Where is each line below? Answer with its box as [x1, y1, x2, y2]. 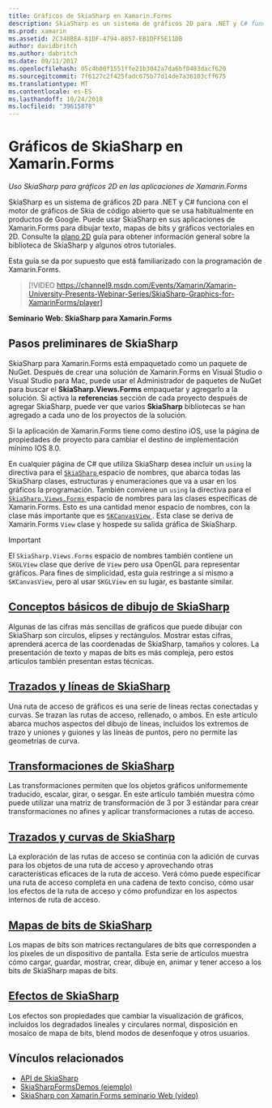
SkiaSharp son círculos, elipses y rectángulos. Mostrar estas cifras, [8, 630, 233, 640]
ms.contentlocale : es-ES [8, 87, 92, 96]
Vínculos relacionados [8, 1052, 124, 1066]
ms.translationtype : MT [8, 80, 89, 88]
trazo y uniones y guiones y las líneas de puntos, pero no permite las [8, 727, 238, 737]
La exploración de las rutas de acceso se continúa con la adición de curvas [8, 851, 260, 861]
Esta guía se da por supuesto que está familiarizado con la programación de [8, 257, 262, 266]
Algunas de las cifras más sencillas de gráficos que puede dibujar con [8, 622, 243, 632]
